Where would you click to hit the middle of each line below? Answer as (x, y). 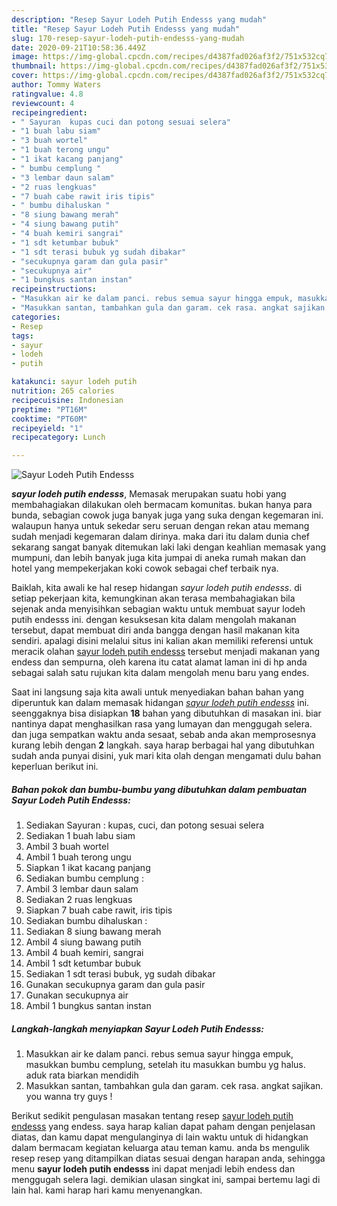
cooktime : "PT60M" (49, 419)
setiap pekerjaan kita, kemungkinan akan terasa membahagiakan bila (153, 598)
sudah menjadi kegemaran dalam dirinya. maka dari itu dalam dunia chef (161, 537)
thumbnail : (34, 66)
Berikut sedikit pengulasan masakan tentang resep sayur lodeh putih (152, 1116)
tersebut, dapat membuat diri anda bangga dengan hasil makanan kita (155, 630)
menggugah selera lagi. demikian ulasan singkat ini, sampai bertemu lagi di (166, 1180)
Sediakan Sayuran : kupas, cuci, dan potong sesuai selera (145, 825)
